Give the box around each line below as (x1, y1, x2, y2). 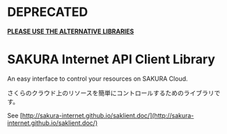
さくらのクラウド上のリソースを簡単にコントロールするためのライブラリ (7, 88, 214, 97)
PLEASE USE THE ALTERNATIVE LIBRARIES (7, 27, 134, 35)
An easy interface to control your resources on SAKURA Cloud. (7, 74, 188, 83)
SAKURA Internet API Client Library (7, 51, 216, 67)
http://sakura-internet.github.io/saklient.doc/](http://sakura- (22, 111, 194, 119)
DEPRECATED (7, 4, 88, 20)
